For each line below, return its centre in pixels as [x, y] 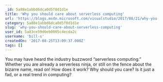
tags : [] [14, 45]
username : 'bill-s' [25, 37]
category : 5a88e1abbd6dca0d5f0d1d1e [42, 23]
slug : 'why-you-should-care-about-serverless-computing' [64, 27]
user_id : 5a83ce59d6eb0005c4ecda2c [41, 32]
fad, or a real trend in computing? [38, 74]
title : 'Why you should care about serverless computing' [65, 14]
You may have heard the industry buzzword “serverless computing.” [73, 59]
